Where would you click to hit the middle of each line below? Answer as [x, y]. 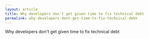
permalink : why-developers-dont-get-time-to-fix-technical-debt [71, 18]
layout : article [21, 9]
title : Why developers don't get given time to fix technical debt [75, 14]
